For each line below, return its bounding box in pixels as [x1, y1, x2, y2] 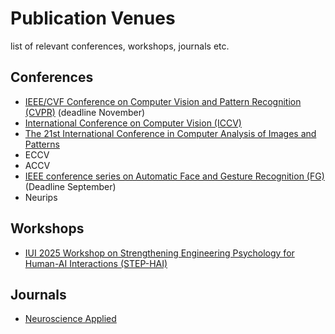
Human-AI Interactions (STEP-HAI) [24, 257, 168, 269]
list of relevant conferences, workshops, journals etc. [10, 40, 230, 52]
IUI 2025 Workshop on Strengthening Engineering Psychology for [24, 247, 295, 259]
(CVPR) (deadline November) [24, 106, 146, 118]
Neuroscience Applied [24, 313, 117, 325]
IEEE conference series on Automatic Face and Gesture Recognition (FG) [24, 170, 325, 182]
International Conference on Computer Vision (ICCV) [24, 117, 242, 129]
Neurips [24, 191, 58, 203]
